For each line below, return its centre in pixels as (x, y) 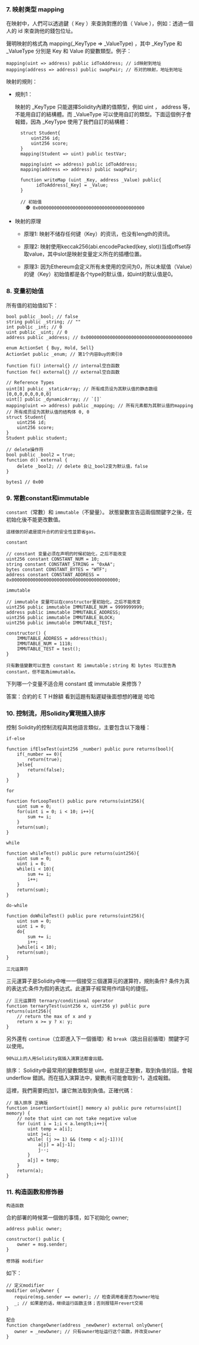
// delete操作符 (25, 449)
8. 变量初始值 (25, 291)
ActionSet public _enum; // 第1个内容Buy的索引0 (64, 354)
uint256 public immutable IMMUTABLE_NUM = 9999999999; (75, 607)
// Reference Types (30, 383)
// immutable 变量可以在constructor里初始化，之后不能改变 (74, 602)
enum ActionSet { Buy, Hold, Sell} (50, 348)
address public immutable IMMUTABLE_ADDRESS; (63, 612)
